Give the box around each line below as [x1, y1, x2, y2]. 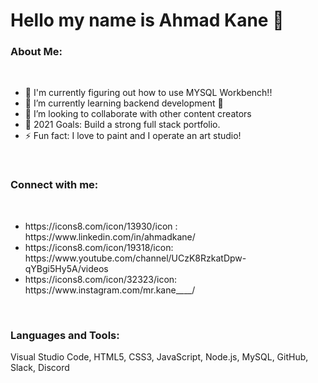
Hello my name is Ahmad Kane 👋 [10, 9, 285, 32]
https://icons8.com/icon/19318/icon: [24, 241, 174, 253]
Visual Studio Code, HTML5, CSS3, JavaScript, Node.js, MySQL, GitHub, [10, 351, 309, 363]
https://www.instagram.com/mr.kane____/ [24, 284, 196, 296]
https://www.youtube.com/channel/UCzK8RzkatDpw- [24, 252, 247, 264]
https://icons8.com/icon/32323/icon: [24, 273, 178, 285]
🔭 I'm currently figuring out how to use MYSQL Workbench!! [24, 87, 273, 99]
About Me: [10, 45, 63, 59]
